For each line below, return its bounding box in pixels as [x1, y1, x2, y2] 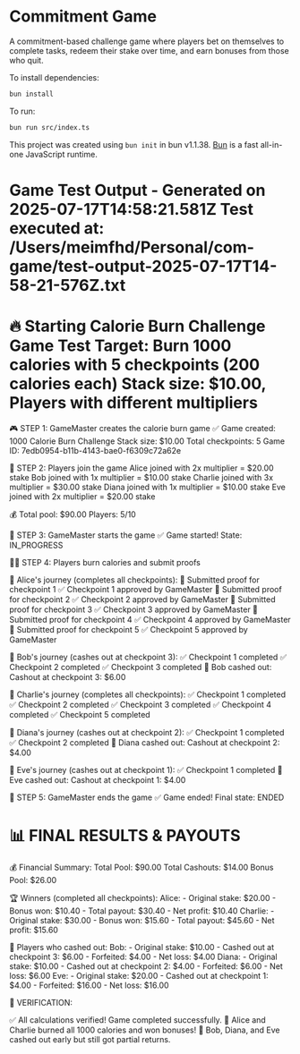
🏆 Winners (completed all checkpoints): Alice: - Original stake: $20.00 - [9, 892, 276, 903]
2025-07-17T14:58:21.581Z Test [9, 199, 253, 219]
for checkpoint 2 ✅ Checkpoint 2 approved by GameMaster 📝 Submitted [9, 593, 276, 605]
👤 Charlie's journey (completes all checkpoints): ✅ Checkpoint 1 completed [9, 689, 287, 700]
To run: [9, 106, 36, 116]
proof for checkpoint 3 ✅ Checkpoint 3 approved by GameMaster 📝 [9, 604, 258, 615]
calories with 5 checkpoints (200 [9, 355, 261, 375]
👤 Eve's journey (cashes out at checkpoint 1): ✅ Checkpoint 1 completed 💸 [9, 764, 283, 775]
